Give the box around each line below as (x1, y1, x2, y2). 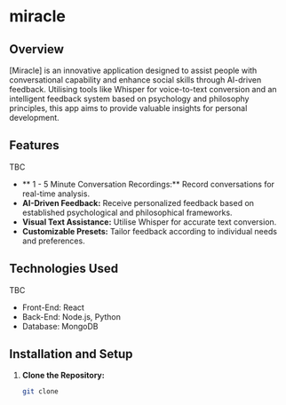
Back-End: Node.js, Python (21, 311, 122, 322)
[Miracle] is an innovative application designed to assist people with (9, 65, 258, 75)
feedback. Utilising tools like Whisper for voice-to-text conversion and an (9, 84, 277, 94)
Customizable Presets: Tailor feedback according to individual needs (21, 226, 278, 236)
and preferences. (21, 235, 86, 246)
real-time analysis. (21, 188, 91, 199)
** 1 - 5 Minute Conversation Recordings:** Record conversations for (21, 179, 275, 189)
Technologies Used (9, 261, 118, 276)
